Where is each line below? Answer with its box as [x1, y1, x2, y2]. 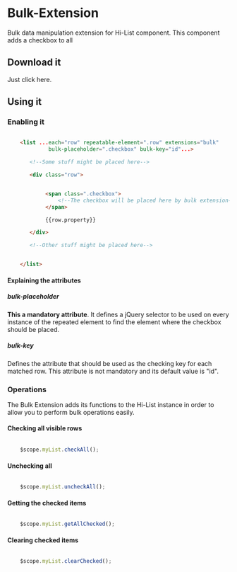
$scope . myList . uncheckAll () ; [20, 484, 106, 491]
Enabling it [7, 117, 44, 127]
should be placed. [7, 325, 60, 333]
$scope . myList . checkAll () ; [20, 446, 99, 454]
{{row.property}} [44, 216, 97, 224]
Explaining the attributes [7, 276, 81, 285]
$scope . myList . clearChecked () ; [20, 558, 112, 565]
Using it [7, 96, 42, 108]
